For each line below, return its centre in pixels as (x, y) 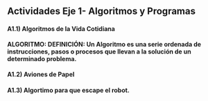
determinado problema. (42, 58)
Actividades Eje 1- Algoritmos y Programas (102, 11)
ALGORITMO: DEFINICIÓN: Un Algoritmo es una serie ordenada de (104, 44)
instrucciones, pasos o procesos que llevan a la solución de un (99, 52)
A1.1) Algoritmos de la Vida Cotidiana (61, 29)
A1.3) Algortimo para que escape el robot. (69, 90)
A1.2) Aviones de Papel (41, 74)
